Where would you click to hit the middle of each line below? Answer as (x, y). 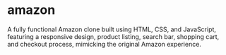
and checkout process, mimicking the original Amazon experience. (104, 44)
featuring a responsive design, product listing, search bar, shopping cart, (113, 36)
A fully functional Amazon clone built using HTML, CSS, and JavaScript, (112, 29)
